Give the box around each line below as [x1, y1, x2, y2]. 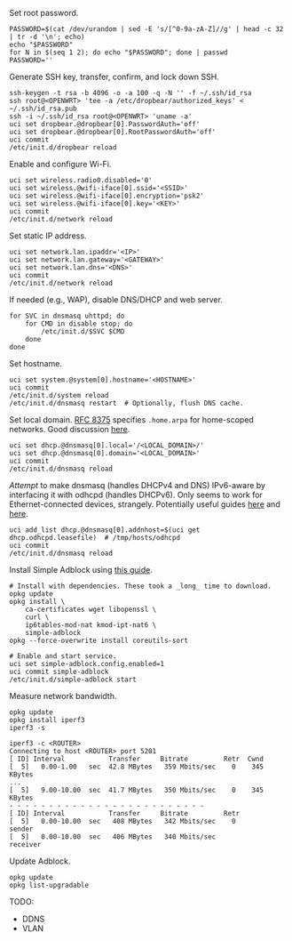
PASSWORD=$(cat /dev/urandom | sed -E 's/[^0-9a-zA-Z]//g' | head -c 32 [9, 25, 284, 34]
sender [9, 824, 34, 833]
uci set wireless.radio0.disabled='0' [9, 176, 153, 185]
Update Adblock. [9, 856, 71, 866]
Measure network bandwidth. [9, 691, 117, 701]
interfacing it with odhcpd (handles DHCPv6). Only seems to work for [9, 489, 264, 500]
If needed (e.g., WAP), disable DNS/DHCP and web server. [9, 294, 224, 305]
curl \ [25, 613, 50, 622]
